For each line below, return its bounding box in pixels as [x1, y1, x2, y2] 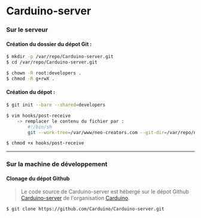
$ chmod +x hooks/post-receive [6, 140, 84, 146]
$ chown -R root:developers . [6, 70, 82, 76]
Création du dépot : [6, 89, 56, 96]
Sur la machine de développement [6, 160, 108, 168]
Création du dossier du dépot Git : [6, 40, 92, 47]
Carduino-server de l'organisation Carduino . [20, 195, 130, 202]
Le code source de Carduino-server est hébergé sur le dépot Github [20, 188, 190, 195]
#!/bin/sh [28, 124, 52, 130]
